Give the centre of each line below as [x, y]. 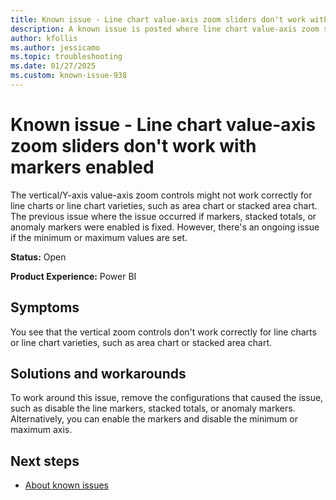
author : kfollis [44, 38]
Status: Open [38, 257]
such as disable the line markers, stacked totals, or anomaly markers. [153, 408]
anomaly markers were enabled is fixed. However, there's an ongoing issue [165, 227]
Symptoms [45, 307]
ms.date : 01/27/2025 [53, 66]
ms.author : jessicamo [55, 47]
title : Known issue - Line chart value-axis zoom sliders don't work [158, 19]
